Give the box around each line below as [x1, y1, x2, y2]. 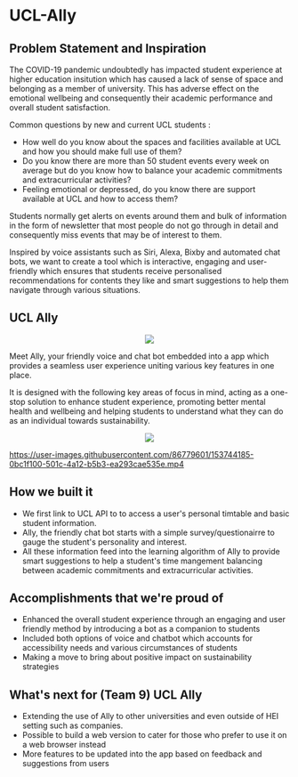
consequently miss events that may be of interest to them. [9, 230, 222, 240]
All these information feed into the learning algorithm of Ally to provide [21, 546, 280, 556]
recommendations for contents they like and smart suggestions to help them [9, 275, 289, 286]
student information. [21, 517, 97, 528]
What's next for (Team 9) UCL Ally [9, 687, 203, 702]
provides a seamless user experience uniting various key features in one [9, 360, 275, 370]
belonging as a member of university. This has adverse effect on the [9, 84, 260, 93]
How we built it [9, 484, 93, 499]
